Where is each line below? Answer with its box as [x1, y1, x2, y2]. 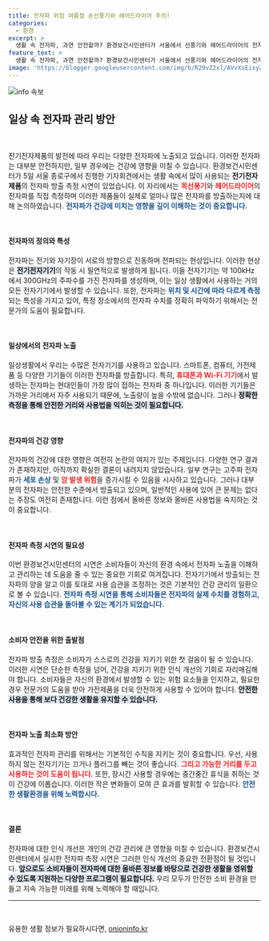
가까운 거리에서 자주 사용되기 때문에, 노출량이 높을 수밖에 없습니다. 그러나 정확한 [8, 390, 259, 400]
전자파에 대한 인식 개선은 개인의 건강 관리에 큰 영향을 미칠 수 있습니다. [8, 843, 226, 853]
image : [8, 64, 30, 72]
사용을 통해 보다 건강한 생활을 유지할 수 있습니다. [8, 694, 159, 704]
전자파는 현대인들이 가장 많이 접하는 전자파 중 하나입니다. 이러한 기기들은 [29, 380, 256, 389]
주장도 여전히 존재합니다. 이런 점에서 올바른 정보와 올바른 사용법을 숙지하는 [16, 495, 250, 505]
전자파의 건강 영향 [8, 436, 64, 445]
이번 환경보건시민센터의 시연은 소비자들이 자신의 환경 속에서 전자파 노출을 [8, 560, 238, 569]
